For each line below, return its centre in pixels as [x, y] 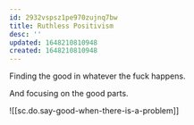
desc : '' [25, 34]
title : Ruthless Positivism [62, 26]
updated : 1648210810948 [54, 42]
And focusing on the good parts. [69, 94]
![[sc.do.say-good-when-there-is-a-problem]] [94, 111]
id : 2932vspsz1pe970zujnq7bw [63, 17]
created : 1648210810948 [54, 51]
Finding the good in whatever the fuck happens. [97, 76]
